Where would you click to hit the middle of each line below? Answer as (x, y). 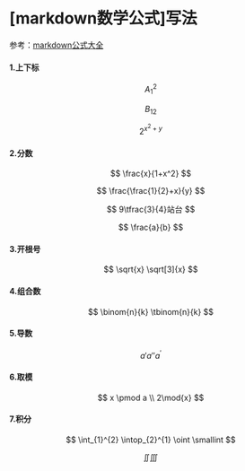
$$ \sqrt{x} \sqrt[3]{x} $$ (151, 269)
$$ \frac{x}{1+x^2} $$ (151, 174)
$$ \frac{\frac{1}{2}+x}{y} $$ (151, 191)
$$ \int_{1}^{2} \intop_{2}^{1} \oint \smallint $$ (151, 440)
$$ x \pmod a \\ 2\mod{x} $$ (151, 397)
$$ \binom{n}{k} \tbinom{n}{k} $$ (151, 311)
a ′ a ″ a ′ (151, 354)
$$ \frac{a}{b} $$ (151, 227)
